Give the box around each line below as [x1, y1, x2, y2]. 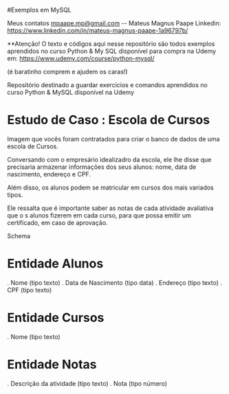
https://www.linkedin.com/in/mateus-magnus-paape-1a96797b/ [7, 27, 188, 34]
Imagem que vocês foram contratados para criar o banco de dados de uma [7, 135, 220, 143]
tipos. [7, 190, 23, 198]
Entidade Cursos [7, 310, 105, 325]
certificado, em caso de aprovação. [7, 218, 108, 227]
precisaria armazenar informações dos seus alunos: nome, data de [7, 163, 197, 171]
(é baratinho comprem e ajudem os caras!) [7, 68, 129, 76]
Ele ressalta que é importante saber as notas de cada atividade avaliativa [7, 204, 214, 212]
